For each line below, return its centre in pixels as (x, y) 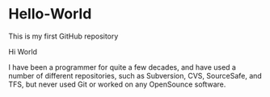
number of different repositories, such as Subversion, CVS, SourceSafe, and (135, 75)
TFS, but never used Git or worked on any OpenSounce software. (117, 84)
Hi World (23, 51)
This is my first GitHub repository (63, 36)
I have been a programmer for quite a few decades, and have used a (122, 67)
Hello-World (50, 14)
